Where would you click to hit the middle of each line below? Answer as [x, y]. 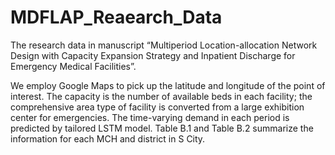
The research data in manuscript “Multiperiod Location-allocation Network [164, 45]
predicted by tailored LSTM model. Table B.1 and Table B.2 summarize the [162, 128]
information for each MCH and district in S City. [108, 138]
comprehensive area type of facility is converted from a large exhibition [157, 107]
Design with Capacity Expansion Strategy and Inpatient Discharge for [153, 55]
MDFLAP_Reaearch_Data [116, 17]
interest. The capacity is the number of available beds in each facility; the [161, 96]
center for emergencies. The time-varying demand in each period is [150, 117]
